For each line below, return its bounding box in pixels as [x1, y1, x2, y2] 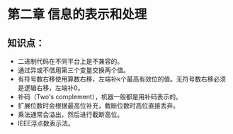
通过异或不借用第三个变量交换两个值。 [17, 66, 130, 74]
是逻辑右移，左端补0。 [17, 84, 84, 92]
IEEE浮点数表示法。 [17, 119, 74, 128]
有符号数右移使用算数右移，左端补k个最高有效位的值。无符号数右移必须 [17, 75, 227, 83]
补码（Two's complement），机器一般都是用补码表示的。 [17, 93, 182, 101]
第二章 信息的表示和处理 [7, 6, 147, 23]
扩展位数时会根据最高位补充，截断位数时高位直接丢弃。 [17, 101, 179, 110]
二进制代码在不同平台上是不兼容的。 [17, 57, 124, 65]
